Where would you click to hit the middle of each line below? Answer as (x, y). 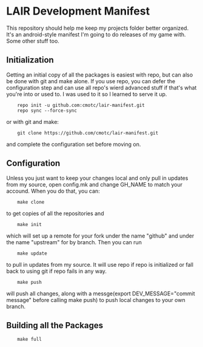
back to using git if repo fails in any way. (57, 271)
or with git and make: (33, 122)
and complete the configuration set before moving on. (74, 144)
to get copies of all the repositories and (55, 213)
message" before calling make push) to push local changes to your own (96, 300)
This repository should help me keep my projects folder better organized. (98, 28)
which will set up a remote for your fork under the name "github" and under (100, 236)
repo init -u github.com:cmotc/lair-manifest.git (81, 105)
